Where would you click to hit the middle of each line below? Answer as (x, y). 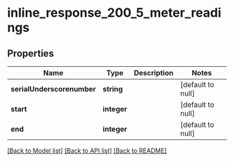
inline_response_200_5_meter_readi (114, 13)
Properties (31, 53)
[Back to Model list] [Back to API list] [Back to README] (87, 151)
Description (154, 73)
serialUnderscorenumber (53, 89)
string (113, 89)
